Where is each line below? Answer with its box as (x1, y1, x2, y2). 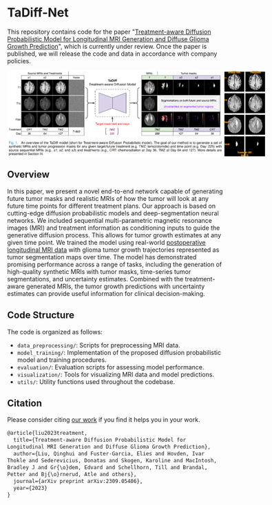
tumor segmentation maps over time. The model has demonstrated (7, 252, 197, 261)
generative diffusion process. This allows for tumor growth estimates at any (7, 230, 222, 239)
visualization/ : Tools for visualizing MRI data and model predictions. (17, 370, 215, 378)
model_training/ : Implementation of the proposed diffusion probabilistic (17, 348, 222, 356)
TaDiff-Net (7, 5, 69, 21)
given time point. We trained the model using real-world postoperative (7, 238, 207, 246)
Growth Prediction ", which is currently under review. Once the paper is (7, 42, 207, 50)
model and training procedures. (17, 356, 107, 364)
